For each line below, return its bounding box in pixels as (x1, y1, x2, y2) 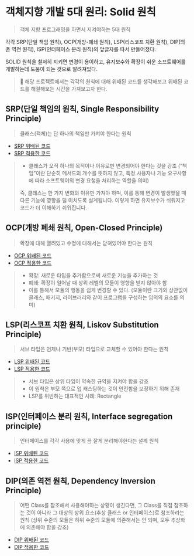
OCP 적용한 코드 (13, 259, 52, 266)
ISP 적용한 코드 (13, 457, 49, 464)
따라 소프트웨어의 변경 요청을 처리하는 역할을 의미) (34, 177, 150, 184)
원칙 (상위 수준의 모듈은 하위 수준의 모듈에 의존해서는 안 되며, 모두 (19, 517, 170, 523)
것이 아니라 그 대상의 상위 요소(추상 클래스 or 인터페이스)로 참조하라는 (26, 509, 185, 516)
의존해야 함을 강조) (26, 524, 69, 531)
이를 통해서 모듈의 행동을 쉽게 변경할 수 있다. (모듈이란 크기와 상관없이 (28, 286, 188, 293)
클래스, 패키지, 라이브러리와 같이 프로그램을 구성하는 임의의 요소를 (28, 294, 179, 301)
